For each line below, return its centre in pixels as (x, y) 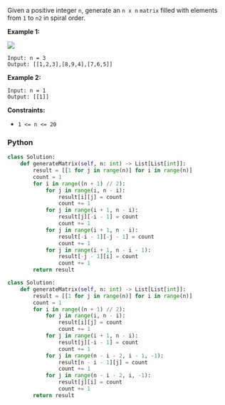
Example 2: (24, 77)
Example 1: (24, 32)
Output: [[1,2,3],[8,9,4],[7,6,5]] (60, 64)
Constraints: (26, 110)
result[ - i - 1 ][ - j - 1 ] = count (106, 237)
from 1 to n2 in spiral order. (46, 18)
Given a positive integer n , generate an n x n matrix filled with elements (112, 10)
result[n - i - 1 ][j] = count (103, 362)
